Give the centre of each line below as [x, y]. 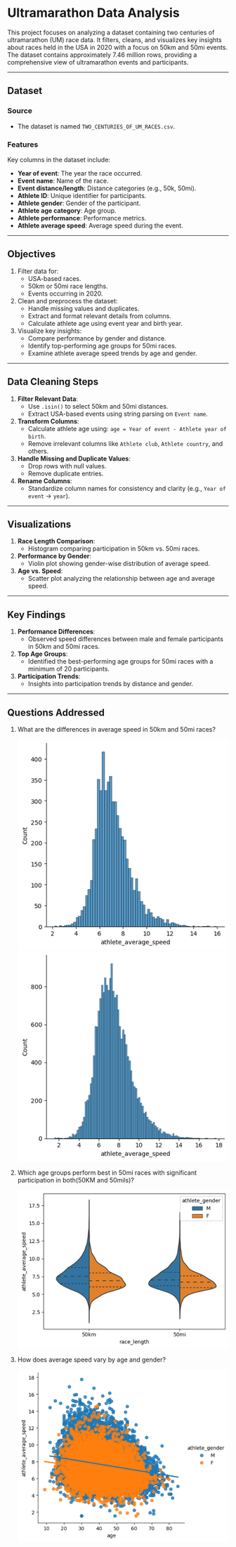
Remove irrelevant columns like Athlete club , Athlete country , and [125, 443]
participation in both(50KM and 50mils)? [76, 1180]
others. [38, 451]
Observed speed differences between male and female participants [125, 639]
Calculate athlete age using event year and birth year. [105, 323]
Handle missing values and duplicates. [84, 308]
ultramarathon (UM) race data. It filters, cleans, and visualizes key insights [115, 39]
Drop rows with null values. [67, 466]
